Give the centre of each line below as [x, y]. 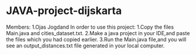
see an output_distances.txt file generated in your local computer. [85, 46]
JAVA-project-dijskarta [64, 11]
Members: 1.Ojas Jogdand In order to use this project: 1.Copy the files [90, 27]
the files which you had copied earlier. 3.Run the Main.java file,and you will [96, 39]
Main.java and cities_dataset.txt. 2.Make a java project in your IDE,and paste [98, 33]
